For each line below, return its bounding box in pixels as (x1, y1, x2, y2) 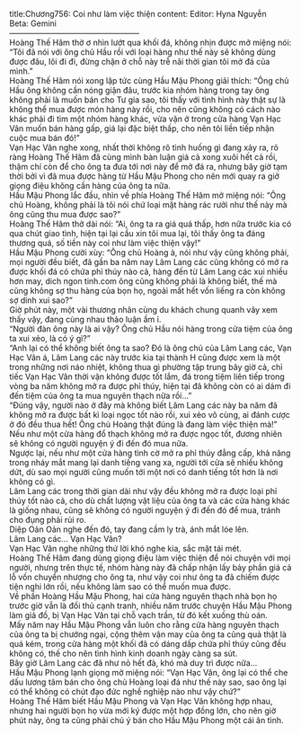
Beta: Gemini (9, 18, 57, 29)
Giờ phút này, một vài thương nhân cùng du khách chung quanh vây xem (9, 305, 279, 314)
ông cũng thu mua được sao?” (9, 209, 121, 219)
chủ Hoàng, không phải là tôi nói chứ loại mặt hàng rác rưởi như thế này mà (9, 199, 288, 210)
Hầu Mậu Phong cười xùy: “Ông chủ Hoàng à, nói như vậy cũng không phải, (9, 247, 289, 258)
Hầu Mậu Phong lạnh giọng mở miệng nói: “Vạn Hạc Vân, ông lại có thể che (9, 668, 288, 677)
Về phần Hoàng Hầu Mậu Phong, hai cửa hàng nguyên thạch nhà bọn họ (9, 591, 278, 601)
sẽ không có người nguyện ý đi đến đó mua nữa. (9, 438, 189, 448)
